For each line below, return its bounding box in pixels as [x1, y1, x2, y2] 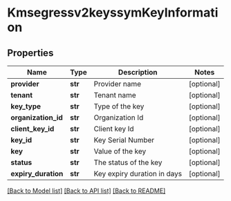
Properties [7, 47, 54, 59]
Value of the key [93, 146, 147, 156]
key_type [10, 102, 41, 111]
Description [118, 68, 158, 77]
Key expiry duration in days [93, 169, 182, 178]
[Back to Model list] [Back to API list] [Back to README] [7, 186, 166, 195]
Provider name [93, 79, 142, 88]
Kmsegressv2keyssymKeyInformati [7, 5, 219, 21]
